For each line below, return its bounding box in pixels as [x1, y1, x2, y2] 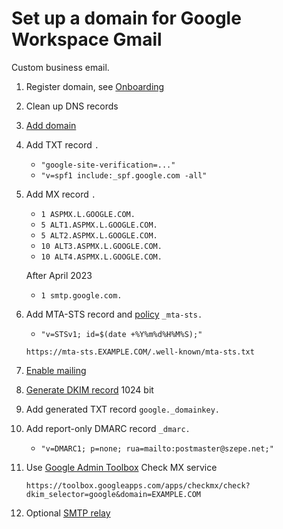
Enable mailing [25, 364, 87, 376]
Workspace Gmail [11, 28, 163, 51]
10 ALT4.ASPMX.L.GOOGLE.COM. [40, 252, 163, 262]
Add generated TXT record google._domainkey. [25, 403, 220, 415]
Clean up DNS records [25, 100, 119, 112]
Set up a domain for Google [11, 7, 242, 30]
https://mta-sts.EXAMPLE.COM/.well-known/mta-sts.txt [25, 347, 255, 357]
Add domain [25, 119, 77, 131]
